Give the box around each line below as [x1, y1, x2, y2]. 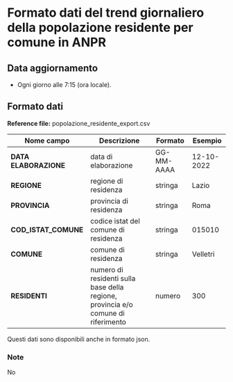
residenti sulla [89, 273, 136, 283]
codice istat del [89, 216, 141, 225]
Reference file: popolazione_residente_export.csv [7, 119, 150, 127]
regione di [89, 176, 123, 186]
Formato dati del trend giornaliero [7, 5, 205, 21]
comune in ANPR [7, 35, 106, 50]
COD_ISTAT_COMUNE [10, 225, 84, 234]
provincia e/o [89, 299, 133, 309]
